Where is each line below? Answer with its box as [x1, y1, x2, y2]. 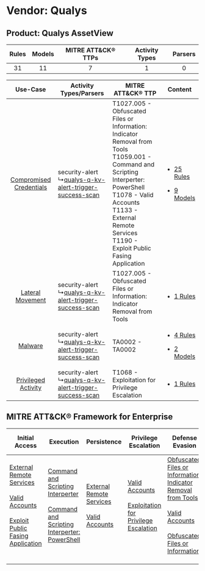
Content [167, 85, 192, 93]
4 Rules [173, 331, 196, 339]
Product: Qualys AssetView [6, 28, 114, 38]
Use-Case [15, 85, 46, 93]
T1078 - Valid [112, 191, 154, 199]
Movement [15, 296, 46, 304]
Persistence [86, 437, 122, 445]
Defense [171, 433, 197, 442]
